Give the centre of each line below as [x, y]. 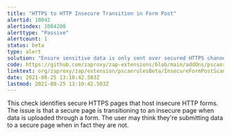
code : [15, 65]
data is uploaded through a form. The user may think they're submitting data [115, 118]
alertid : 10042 [29, 20]
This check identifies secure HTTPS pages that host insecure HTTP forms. [113, 103]
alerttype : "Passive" [38, 33]
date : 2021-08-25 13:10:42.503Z [53, 77]
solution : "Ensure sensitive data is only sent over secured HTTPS [106, 58]
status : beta [26, 45]
